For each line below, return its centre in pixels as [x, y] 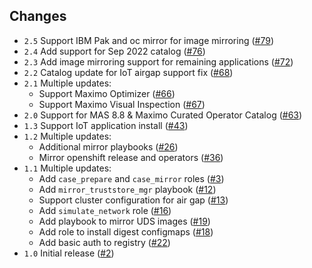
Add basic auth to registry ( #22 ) [104, 242]
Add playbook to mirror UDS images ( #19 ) [124, 221]
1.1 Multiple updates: [67, 168]
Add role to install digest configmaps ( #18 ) [126, 231]
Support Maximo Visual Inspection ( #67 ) [122, 104]
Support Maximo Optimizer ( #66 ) [107, 93]
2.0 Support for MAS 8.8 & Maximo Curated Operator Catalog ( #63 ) [163, 115]
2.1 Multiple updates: [67, 83]
